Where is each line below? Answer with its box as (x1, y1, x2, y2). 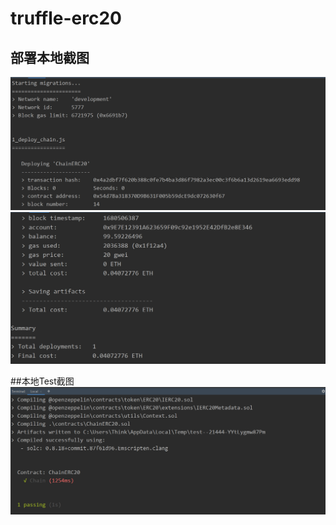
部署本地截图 (10, 49, 90, 66)
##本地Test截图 (10, 375, 75, 387)
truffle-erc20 (10, 7, 122, 30)
